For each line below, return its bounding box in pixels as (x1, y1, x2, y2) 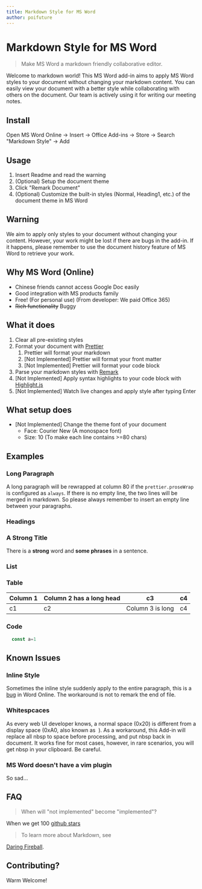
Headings (6, 517, 36, 525)
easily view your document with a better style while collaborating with (6, 85, 180, 92)
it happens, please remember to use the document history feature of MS (6, 243, 186, 251)
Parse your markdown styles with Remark (14, 368, 119, 375)
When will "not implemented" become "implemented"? (21, 807, 157, 815)
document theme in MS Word (14, 197, 88, 204)
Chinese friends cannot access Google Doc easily (14, 283, 140, 290)
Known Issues (6, 653, 61, 663)
